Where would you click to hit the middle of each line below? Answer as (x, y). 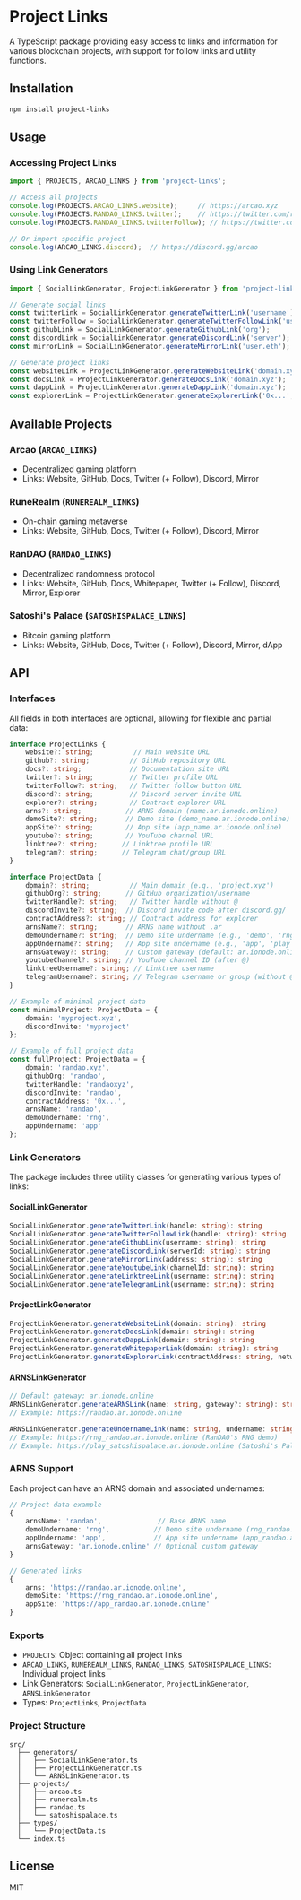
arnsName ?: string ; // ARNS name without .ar (124, 927)
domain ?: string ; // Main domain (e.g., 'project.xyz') (150, 885)
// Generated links (46, 1571)
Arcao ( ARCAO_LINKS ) (53, 449)
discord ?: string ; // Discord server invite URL (134, 794)
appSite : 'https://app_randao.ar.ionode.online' (118, 1604)
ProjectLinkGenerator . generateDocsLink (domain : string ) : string (132, 1332)
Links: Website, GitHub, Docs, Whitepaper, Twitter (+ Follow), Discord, (152, 583)
